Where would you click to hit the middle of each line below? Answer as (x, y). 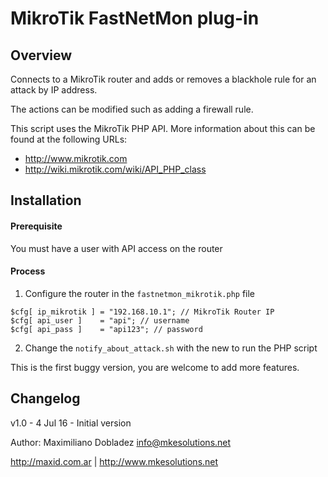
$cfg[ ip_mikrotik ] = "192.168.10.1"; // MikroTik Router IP (142, 312)
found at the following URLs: (69, 139)
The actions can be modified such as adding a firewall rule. (132, 109)
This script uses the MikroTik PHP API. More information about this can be (163, 128)
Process (28, 271)
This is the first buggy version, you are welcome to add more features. (155, 367)
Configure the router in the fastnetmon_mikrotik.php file (140, 293)
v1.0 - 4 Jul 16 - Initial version (71, 423)
